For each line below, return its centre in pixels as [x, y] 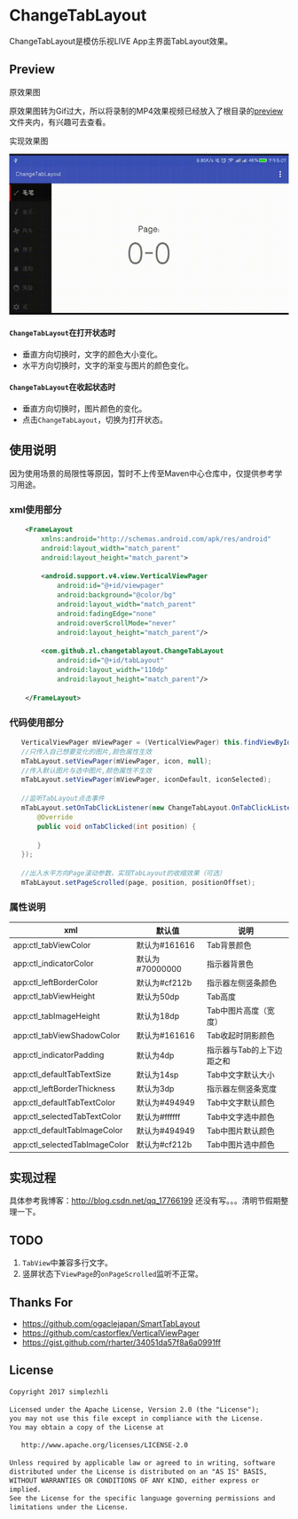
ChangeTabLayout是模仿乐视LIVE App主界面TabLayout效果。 [121, 41]
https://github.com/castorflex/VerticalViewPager [110, 1333]
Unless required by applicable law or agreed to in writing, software [142, 1463]
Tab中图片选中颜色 [241, 1145]
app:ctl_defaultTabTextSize [62, 1075]
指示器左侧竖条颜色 [242, 983]
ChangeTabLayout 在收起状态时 [63, 388]
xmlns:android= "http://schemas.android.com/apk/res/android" [157, 539]
